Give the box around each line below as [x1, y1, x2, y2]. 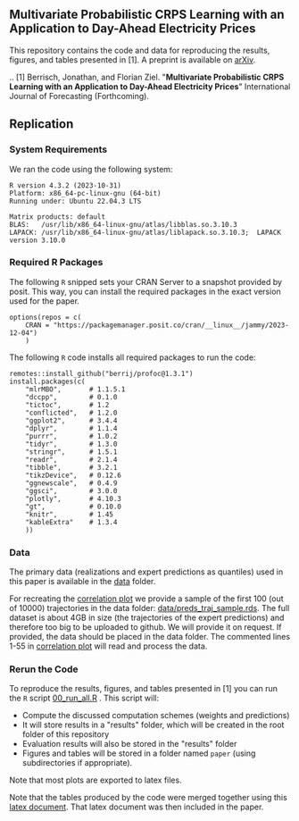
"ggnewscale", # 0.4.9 [25, 478, 118, 488]
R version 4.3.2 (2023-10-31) [9, 180, 122, 190]
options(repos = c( [9, 313, 82, 322]
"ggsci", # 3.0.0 [25, 486, 118, 495]
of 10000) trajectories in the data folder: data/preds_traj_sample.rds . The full [9, 603, 290, 614]
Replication [9, 116, 74, 132]
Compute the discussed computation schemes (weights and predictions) [21, 710, 290, 721]
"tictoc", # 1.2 [25, 400, 110, 409]
